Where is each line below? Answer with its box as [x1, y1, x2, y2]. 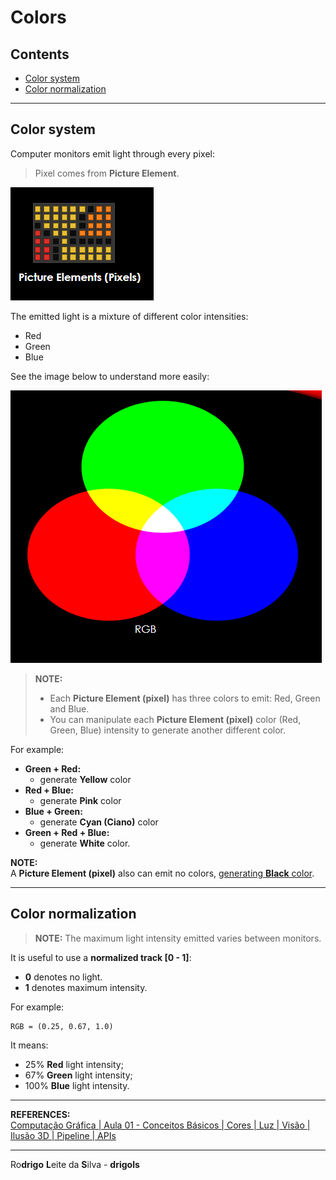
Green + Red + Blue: [24, 826, 110, 838]
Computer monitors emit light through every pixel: [10, 147, 215, 160]
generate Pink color [39, 794, 122, 806]
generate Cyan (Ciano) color [39, 816, 159, 828]
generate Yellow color [39, 773, 132, 785]
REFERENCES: [10, 1108, 71, 1120]
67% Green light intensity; [24, 1069, 133, 1081]
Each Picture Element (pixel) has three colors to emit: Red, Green [49, 692, 321, 704]
